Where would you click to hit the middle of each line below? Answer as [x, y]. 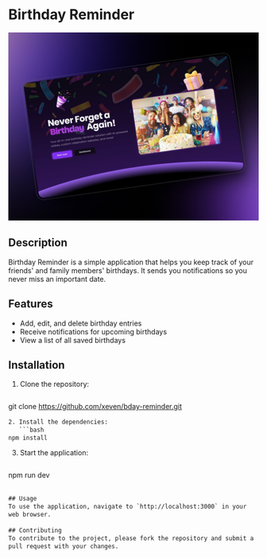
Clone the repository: [54, 384]
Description [38, 243]
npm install [28, 438]
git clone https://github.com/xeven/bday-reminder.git [95, 407]
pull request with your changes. [64, 547]
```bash [31, 430]
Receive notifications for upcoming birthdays [93, 331]
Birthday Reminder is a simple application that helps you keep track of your [131, 262]
